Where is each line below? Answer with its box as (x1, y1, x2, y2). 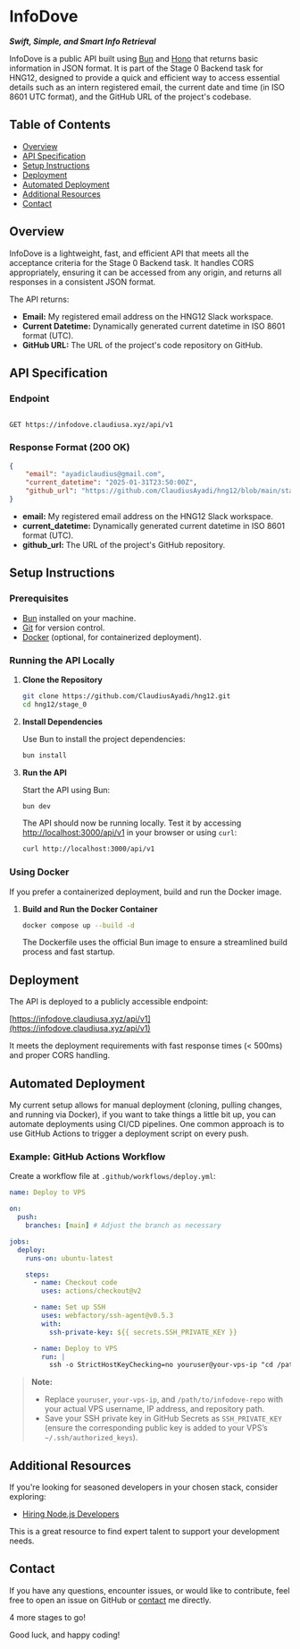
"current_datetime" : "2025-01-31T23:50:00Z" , (25, 478, 198, 487)
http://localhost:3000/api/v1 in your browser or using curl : (21, 827, 237, 838)
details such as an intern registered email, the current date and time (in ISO (9, 81, 286, 92)
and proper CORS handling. (9, 1050, 111, 1061)
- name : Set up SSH (32, 1303, 105, 1312)
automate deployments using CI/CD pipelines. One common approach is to (9, 1119, 285, 1130)
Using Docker (9, 866, 70, 878)
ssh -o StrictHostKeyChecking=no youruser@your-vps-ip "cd (48, 1361, 274, 1370)
